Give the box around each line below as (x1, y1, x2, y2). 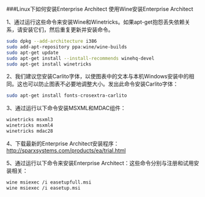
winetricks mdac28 (6, 128, 53, 134)
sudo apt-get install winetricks (6, 61, 92, 67)
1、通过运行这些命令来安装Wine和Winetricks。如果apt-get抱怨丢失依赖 (6, 18, 185, 26)
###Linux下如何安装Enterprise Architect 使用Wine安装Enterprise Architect (6, 6, 194, 12)
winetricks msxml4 (6, 122, 53, 128)
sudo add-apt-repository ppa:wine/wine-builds (6, 43, 127, 50)
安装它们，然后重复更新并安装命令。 (22, 26, 114, 33)
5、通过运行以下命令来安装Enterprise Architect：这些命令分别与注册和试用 (6, 159, 194, 166)
